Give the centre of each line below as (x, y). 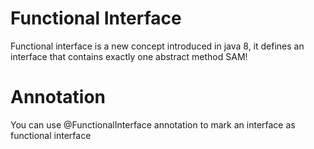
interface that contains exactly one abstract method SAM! (129, 56)
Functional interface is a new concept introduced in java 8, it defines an (157, 46)
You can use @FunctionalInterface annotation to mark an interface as (153, 124)
